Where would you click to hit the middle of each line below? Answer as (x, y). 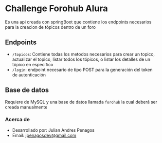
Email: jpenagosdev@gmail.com (44, 135)
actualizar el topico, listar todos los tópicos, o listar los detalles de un (81, 59)
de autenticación (29, 75)
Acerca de (18, 120)
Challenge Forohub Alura (56, 9)
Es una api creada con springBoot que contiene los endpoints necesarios (78, 22)
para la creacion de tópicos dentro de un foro (50, 27)
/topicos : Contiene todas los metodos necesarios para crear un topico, (83, 54)
